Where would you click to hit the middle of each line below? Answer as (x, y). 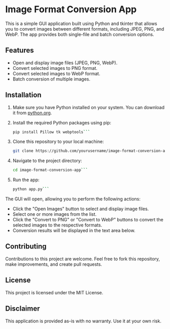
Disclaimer (23, 309)
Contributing (26, 247)
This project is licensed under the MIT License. (54, 292)
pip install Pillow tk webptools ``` (51, 132)
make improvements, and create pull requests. (54, 264)
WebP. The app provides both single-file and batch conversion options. (80, 34)
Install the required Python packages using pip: (62, 122)
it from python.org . (32, 113)
